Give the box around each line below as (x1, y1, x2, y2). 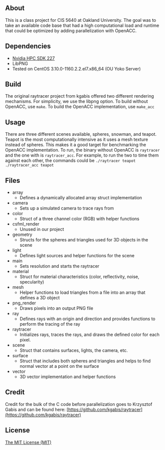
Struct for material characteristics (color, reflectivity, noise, (19, 274, 140, 280)
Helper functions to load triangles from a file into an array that (19, 289, 146, 295)
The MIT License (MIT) (5, 439, 52, 445)
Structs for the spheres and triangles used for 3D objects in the (19, 237, 148, 243)
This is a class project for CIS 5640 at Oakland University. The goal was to (5, 17, 157, 23)
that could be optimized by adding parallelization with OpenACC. (5, 27, 137, 34)
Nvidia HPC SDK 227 (12, 55, 55, 61)
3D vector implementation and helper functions (19, 374, 116, 380)
